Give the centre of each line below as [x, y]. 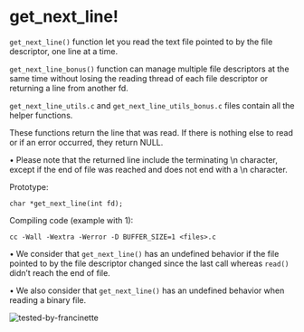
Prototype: [29, 186]
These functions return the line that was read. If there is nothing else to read [152, 132]
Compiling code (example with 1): [71, 220]
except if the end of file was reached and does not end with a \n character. [148, 169]
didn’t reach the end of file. [60, 272]
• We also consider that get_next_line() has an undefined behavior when [147, 290]
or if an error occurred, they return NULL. [86, 142]
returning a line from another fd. [69, 88]
